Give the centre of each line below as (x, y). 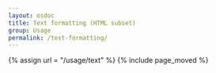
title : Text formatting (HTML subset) (72, 23)
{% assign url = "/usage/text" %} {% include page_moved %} (108, 60)
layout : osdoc (32, 15)
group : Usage (30, 30)
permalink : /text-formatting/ (58, 38)
